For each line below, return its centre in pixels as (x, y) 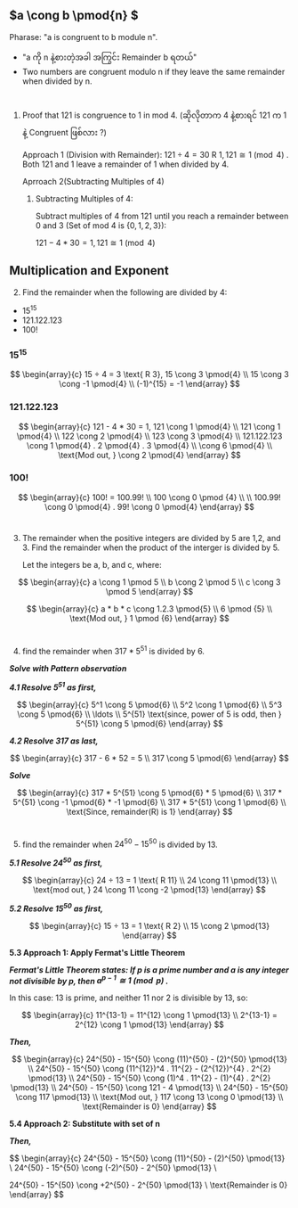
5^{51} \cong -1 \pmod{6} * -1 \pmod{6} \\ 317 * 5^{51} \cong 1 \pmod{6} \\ (149, 801)
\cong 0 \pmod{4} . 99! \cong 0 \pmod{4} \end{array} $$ (149, 506)
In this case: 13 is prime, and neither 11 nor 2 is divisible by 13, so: (129, 998)
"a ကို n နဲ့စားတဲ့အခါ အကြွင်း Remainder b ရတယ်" (109, 57)
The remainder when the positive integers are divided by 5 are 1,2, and (151, 538)
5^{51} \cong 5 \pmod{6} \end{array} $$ (149, 723)
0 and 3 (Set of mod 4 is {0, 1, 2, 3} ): (101, 226)
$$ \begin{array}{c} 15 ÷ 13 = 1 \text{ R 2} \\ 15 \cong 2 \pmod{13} (149, 925)
